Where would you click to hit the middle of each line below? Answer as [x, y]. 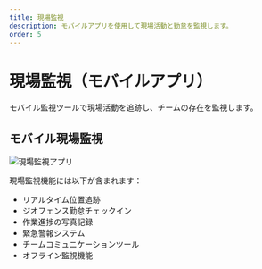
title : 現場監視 [37, 17]
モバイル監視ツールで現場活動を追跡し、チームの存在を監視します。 [134, 107]
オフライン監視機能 [57, 256]
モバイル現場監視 [56, 138]
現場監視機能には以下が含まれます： [76, 181]
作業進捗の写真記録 [57, 222]
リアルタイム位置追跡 [61, 200]
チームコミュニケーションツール [81, 244]
